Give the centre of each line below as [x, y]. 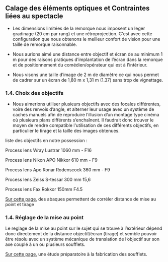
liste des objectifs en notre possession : [46, 141]
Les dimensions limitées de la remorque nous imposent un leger [79, 28]
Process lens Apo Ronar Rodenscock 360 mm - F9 [58, 170]
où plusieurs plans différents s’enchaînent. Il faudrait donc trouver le [83, 120]
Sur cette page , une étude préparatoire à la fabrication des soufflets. [76, 254]
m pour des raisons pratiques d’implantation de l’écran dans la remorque [88, 59]
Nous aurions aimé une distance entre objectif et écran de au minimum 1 [88, 54]
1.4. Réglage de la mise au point [45, 218]
